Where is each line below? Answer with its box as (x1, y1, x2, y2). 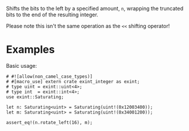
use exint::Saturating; (6, 94, 64, 100)
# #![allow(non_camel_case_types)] (6, 73, 93, 80)
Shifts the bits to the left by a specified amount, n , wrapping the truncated (6, 5, 184, 12)
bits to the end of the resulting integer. (6, 11, 98, 18)
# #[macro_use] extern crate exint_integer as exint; (6, 78, 140, 84)
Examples (6, 43, 55, 56)
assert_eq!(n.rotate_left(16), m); (6, 119, 93, 125)
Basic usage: (6, 62, 37, 69)
